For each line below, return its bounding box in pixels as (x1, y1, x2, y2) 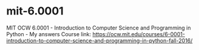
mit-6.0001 (6, 4, 64, 18)
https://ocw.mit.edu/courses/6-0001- (92, 30, 185, 37)
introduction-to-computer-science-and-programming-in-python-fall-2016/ (6, 37, 193, 44)
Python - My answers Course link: (6, 30, 92, 37)
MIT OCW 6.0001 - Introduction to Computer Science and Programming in (6, 24, 191, 31)
